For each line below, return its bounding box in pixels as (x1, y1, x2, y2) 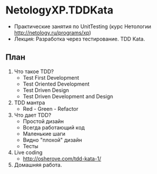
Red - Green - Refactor (22, 105, 79, 112)
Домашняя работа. (14, 161, 62, 168)
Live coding (14, 149, 43, 156)
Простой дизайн (22, 118, 64, 125)
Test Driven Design (22, 86, 69, 94)
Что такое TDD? (14, 68, 54, 75)
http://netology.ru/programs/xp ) (14, 29, 92, 36)
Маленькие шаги (22, 130, 66, 137)
